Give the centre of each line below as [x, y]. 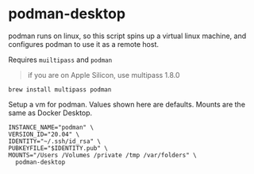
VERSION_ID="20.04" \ [44, 134]
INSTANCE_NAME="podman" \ [51, 127]
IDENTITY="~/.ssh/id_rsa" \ [55, 141]
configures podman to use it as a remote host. [84, 44]
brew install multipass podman [60, 89]
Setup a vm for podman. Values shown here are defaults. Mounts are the [127, 104]
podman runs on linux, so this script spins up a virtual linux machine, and [127, 36]
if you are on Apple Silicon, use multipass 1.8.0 [104, 75]
